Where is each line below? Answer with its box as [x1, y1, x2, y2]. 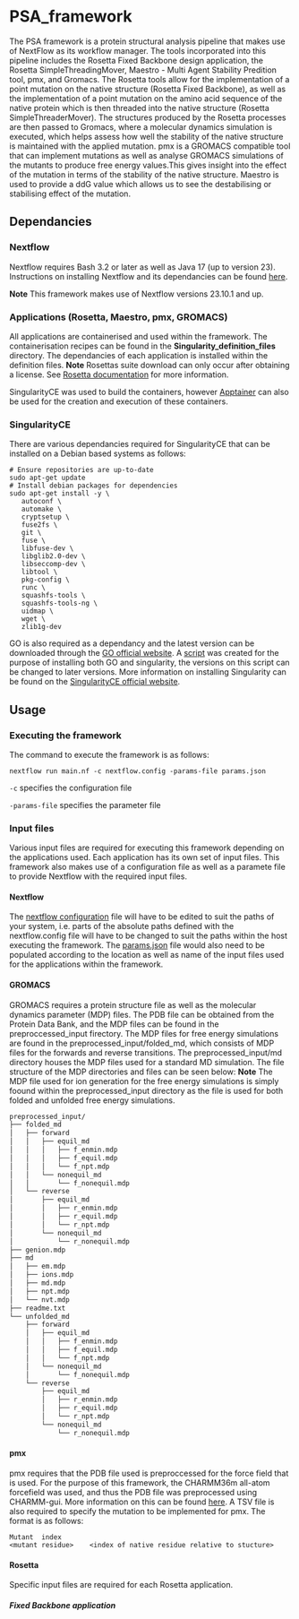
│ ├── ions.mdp [9, 1270, 74, 1279]
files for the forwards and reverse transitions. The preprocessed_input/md [9, 1046, 283, 1058]
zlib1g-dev [21, 623, 63, 632]
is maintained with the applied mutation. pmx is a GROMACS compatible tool [9, 141, 291, 151]
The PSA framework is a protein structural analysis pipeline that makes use [9, 36, 286, 47]
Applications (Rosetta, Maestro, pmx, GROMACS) [9, 311, 228, 323]
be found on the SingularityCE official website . [9, 676, 181, 687]
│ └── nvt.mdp [9, 1295, 70, 1305]
